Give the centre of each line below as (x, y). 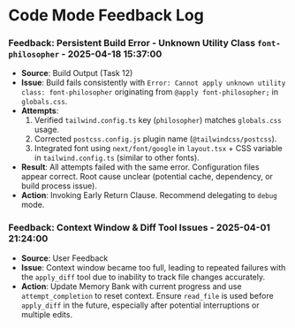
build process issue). (59, 186)
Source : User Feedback (64, 258)
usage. (46, 130)
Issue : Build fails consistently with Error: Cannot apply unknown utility (153, 83)
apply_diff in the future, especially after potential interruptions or (140, 305)
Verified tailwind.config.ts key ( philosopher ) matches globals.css (158, 120)
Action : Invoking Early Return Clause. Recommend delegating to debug (149, 195)
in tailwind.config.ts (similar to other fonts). (117, 158)
